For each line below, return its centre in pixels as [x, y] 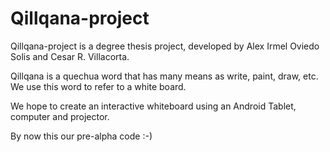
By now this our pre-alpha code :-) [81, 136]
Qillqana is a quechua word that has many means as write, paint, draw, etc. [164, 76]
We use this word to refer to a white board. [98, 86]
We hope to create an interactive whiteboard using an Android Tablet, [153, 106]
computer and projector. [60, 116]
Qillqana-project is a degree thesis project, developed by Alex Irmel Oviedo [165, 46]
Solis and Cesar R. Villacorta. [70, 56]
